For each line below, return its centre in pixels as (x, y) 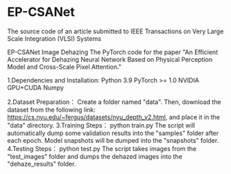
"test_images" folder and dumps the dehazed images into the (95, 156)
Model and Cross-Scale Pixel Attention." (65, 67)
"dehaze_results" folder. (42, 164)
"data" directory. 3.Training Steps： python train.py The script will (101, 125)
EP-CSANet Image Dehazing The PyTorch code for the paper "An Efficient (113, 52)
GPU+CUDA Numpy (36, 87)
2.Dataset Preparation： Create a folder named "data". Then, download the (114, 102)
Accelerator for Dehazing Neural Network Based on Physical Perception (110, 59)
